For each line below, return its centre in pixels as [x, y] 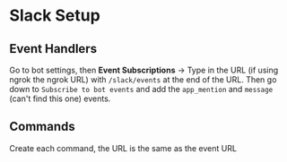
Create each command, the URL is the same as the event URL [123, 148]
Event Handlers [53, 49]
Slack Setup [55, 16]
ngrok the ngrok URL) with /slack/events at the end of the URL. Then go [143, 80]
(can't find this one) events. [60, 98]
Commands [43, 127]
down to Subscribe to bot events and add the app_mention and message [141, 89]
